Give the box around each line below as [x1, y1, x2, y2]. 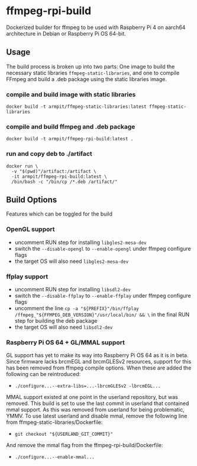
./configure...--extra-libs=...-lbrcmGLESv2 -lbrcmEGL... [14, 383, 161, 389]
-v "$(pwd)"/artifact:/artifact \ [11, 168, 96, 174]
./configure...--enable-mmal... [14, 454, 95, 460]
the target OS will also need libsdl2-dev [14, 324, 113, 331]
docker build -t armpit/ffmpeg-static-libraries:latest [6, 104, 147, 110]
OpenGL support [6, 225, 55, 233]
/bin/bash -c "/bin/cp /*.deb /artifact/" [11, 179, 118, 185]
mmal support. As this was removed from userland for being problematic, [6, 406, 185, 413]
